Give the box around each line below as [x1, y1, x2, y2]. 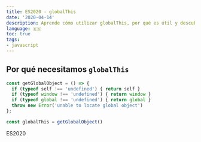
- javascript [6, 43, 39, 49]
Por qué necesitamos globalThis [6, 64, 129, 75]
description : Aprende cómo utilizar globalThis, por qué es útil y [6, 20, 178, 26]
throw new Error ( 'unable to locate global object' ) [11, 102, 144, 108]
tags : [6, 37, 20, 43]
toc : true [6, 31, 31, 37]
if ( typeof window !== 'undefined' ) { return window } [11, 91, 151, 98]
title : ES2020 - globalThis [6, 8, 77, 15]
